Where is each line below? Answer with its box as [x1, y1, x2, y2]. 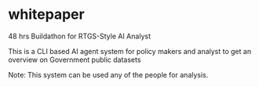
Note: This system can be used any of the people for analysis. [8, 70, 209, 79]
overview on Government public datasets [8, 55, 141, 64]
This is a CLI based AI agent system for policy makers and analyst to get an [8, 46, 252, 56]
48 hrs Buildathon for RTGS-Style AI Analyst [8, 31, 151, 41]
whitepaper [8, 5, 85, 24]
